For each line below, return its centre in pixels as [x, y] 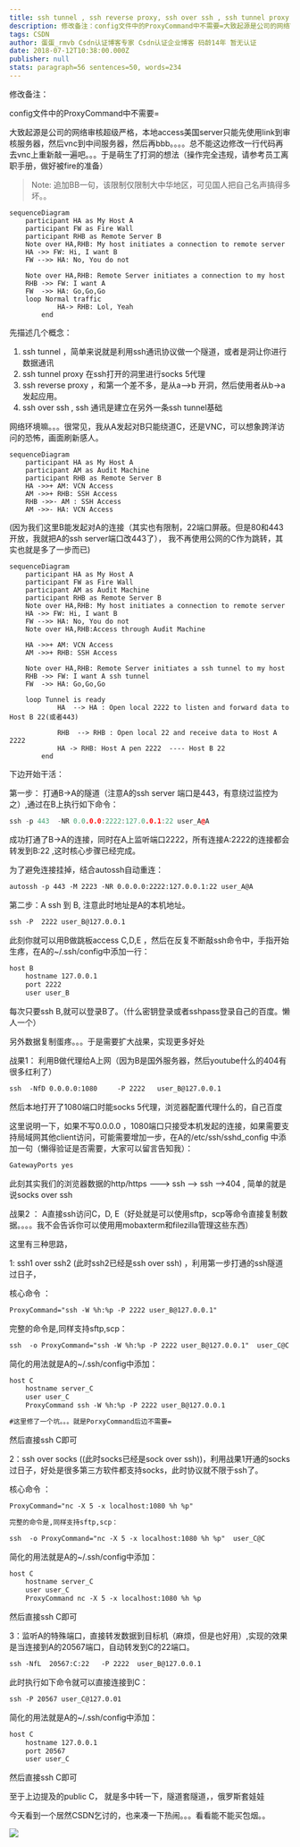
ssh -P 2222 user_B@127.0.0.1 [67, 922]
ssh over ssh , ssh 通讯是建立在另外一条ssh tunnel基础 [122, 407]
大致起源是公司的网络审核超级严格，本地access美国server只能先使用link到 [146, 132]
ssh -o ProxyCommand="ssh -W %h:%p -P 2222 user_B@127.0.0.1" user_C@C [150, 1345]
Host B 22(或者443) [44, 717]
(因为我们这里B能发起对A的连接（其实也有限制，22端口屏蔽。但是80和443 [146, 527]
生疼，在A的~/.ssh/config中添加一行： [79, 951]
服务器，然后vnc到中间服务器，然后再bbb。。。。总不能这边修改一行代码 [146, 143]
